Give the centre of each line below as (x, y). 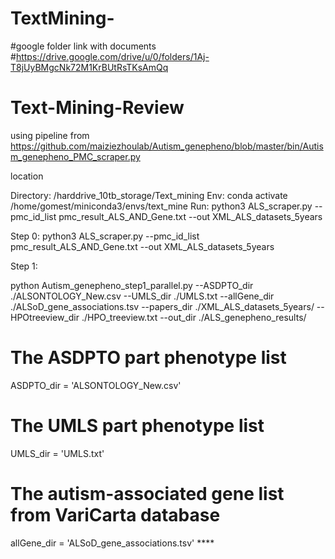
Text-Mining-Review (97, 108)
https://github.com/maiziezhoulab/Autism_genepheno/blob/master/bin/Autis (167, 146)
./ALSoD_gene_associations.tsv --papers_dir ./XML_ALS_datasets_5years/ (162, 306)
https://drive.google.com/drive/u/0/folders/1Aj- (112, 56)
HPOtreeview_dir (45, 317)
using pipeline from (50, 135)
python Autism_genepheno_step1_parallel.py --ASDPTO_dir (132, 285)
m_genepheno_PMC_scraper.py (75, 156)
